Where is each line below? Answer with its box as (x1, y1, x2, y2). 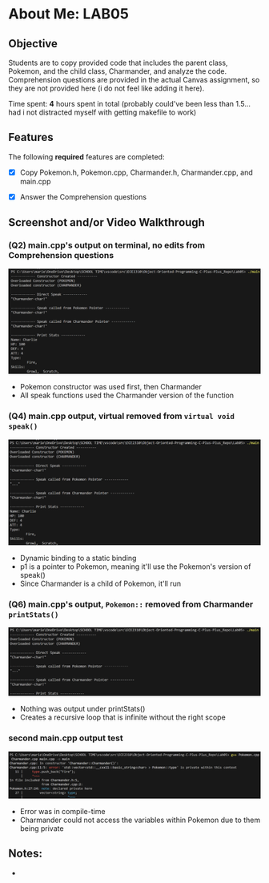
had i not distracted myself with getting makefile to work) (8, 107, 197, 117)
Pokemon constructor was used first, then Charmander (19, 382, 202, 392)
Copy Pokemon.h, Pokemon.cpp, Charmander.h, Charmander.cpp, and (19, 167, 254, 177)
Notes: (8, 847, 42, 861)
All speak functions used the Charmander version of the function (19, 390, 235, 401)
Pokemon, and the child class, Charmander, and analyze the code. (8, 67, 227, 76)
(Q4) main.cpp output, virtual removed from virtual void (8, 410, 235, 421)
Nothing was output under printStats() (19, 704, 146, 714)
